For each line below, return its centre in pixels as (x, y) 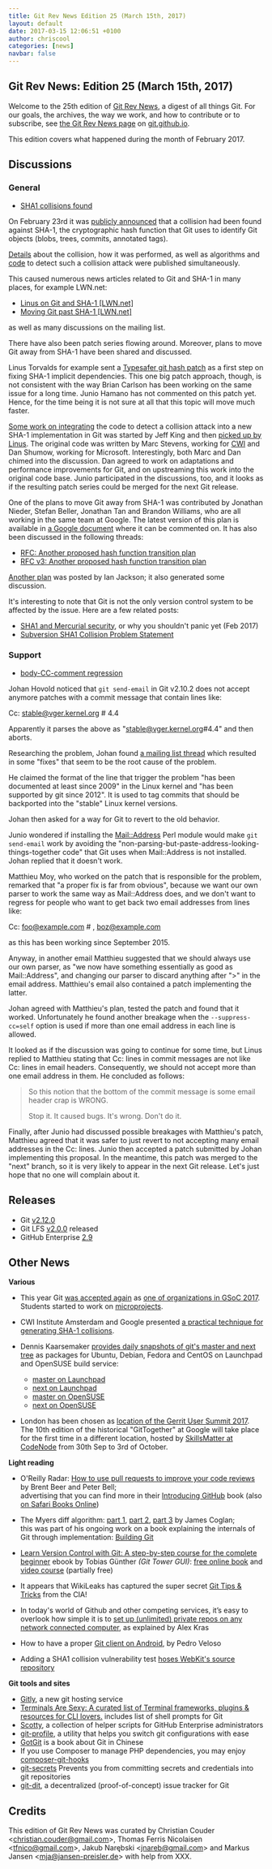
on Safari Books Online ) (59, 1504)
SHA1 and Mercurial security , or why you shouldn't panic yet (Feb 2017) (139, 625)
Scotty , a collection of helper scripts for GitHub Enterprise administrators (142, 1725)
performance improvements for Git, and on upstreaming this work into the (132, 469)
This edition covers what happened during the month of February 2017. (127, 139)
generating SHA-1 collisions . (67, 1331)
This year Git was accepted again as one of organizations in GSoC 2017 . (140, 1298)
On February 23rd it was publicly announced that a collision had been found (135, 221)
